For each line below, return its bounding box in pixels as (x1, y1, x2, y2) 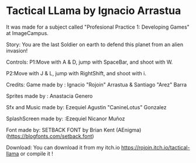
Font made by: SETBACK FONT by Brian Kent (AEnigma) (6, 126, 142, 133)
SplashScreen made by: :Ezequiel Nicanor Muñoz (6, 115, 125, 122)
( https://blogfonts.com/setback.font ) (6, 133, 95, 140)
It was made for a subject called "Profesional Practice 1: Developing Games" (6, 23, 190, 30)
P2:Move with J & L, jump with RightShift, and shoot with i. (6, 70, 146, 77)
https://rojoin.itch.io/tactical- (121, 144, 190, 151)
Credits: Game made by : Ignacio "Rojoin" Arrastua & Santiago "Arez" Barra (6, 81, 187, 88)
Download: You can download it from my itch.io (6, 144, 120, 151)
